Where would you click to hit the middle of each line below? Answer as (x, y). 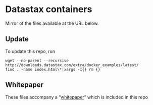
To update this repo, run (30, 51)
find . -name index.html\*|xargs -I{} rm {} (53, 69)
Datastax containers (49, 9)
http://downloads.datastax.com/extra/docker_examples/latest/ (72, 65)
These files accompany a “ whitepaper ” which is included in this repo (76, 97)
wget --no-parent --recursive (37, 61)
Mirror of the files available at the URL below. (52, 23)
